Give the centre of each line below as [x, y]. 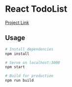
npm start [15, 67]
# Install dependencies [29, 49]
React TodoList [36, 9]
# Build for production [29, 76]
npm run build [20, 81]
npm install [17, 54]
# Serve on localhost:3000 [33, 63]
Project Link [17, 22]
